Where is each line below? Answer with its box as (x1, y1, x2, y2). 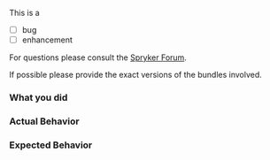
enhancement (21, 34, 73, 45)
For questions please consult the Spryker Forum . (9, 52, 188, 63)
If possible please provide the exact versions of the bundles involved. (9, 70, 263, 80)
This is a (9, 8, 40, 18)
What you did (9, 92, 68, 104)
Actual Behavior (9, 115, 80, 127)
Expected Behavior (9, 139, 93, 151)
